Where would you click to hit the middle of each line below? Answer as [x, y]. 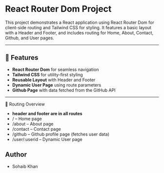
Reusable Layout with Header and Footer [54, 80]
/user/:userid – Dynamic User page [47, 139]
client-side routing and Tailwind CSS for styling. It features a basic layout [78, 27]
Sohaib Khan [25, 166]
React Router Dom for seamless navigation [55, 69]
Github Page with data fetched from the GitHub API [64, 90]
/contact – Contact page [36, 129]
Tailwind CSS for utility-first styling [47, 74]
